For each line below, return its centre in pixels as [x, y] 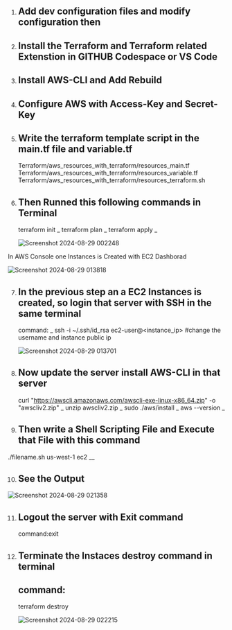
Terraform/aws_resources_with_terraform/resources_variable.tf [108, 173]
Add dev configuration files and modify [104, 11]
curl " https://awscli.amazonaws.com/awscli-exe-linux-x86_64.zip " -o [117, 400]
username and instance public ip [64, 338]
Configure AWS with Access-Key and [100, 104]
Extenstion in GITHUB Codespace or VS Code [117, 56]
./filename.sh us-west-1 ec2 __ [52, 457]
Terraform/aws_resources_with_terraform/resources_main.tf [104, 166]
